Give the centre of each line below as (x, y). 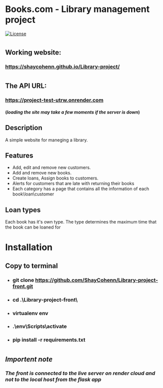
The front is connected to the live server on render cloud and (80, 373)
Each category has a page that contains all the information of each (81, 189)
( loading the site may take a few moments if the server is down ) (73, 112)
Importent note (29, 359)
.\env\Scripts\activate (40, 326)
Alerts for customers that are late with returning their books (73, 183)
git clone (23, 280)
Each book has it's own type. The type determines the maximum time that (81, 222)
